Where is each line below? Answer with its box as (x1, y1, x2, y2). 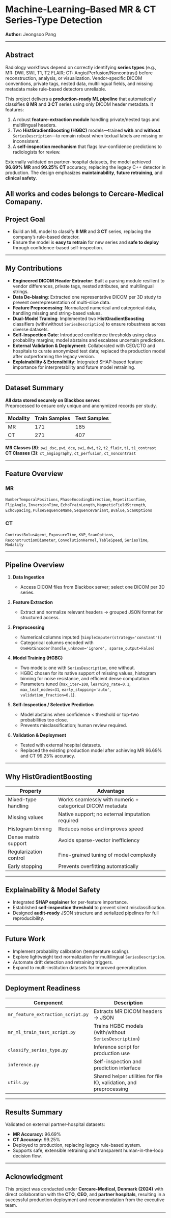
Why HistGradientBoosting (5, 772, 93, 781)
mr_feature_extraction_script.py (8, 1011, 89, 1017)
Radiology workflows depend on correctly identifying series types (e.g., (5, 64, 157, 70)
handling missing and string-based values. (12, 310, 102, 316)
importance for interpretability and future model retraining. (12, 364, 136, 370)
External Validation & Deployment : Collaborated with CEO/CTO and (12, 342, 156, 349)
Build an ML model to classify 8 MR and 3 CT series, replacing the (12, 228, 152, 235)
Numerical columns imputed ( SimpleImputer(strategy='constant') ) (20, 634, 162, 641)
